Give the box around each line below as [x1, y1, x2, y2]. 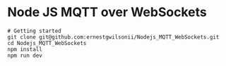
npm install [7, 46, 42, 53]
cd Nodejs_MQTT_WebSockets [7, 39, 87, 46]
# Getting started [7, 27, 61, 34]
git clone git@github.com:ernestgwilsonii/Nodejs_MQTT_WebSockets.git [7, 33, 220, 41]
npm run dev [7, 52, 42, 59]
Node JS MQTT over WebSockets [7, 4, 207, 20]
